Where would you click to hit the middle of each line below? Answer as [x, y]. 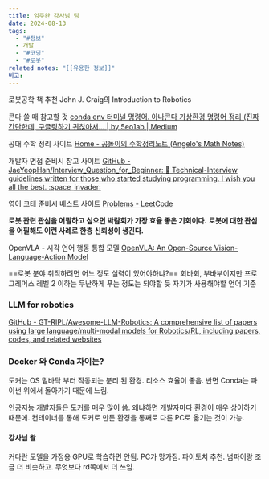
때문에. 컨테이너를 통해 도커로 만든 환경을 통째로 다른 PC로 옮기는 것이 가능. [126, 418]
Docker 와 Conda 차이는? [56, 361]
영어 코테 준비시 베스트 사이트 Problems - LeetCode [91, 203]
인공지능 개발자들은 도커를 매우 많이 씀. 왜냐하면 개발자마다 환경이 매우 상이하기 [132, 407]
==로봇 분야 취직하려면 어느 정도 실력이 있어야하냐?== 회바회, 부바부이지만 [126, 273]
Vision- [226, 248]
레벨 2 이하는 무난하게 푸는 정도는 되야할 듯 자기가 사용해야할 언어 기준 [146, 283]
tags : [17, 31]
